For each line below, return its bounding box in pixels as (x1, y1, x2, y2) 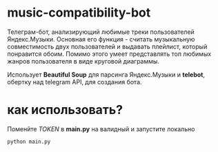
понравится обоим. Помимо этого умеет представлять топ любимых (7, 50, 212, 58)
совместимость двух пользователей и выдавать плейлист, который (7, 42, 208, 50)
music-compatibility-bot (7, 5, 151, 21)
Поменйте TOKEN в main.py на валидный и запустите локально (7, 124, 195, 133)
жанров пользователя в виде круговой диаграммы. (7, 57, 160, 65)
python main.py (7, 138, 51, 145)
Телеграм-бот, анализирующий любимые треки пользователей (7, 28, 195, 36)
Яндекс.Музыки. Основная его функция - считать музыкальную (7, 35, 195, 43)
